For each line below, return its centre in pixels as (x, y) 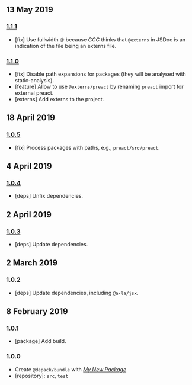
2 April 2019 (29, 215)
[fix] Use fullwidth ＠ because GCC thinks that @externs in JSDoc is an (100, 39)
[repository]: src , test (41, 376)
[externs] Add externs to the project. (59, 99)
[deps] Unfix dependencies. (49, 196)
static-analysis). (34, 80)
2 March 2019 (32, 263)
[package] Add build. (40, 341)
